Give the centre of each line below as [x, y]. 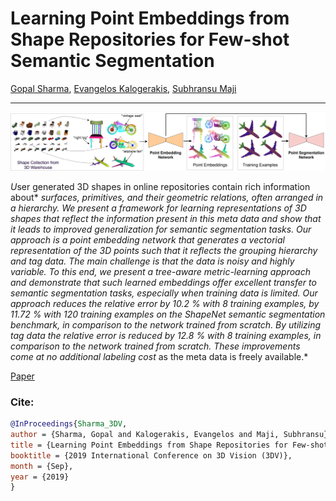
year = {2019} [40, 477]
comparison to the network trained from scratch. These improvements [155, 346]
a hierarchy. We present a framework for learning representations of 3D [158, 208]
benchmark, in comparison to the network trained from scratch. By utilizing [166, 324]
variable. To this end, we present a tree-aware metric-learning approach [160, 271]
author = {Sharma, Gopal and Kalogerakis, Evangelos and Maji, [145, 435]
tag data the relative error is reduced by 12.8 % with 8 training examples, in [166, 335]
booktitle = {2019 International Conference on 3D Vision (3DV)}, [151, 455]
